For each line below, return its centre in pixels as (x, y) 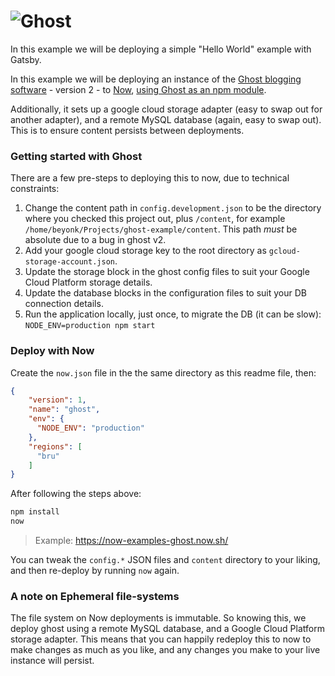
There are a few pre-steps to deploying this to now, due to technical (150, 178)
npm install (35, 512)
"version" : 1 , (57, 400)
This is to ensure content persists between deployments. (127, 130)
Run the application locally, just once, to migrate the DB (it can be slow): (173, 314)
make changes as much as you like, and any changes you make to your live (165, 650)
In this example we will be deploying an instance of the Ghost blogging (156, 79)
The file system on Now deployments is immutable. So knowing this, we (158, 618)
